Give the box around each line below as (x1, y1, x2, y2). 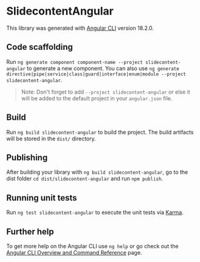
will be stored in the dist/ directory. (6, 135, 96, 142)
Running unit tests (6, 193, 77, 203)
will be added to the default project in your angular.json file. (21, 94, 173, 102)
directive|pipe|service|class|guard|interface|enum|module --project (6, 71, 187, 77)
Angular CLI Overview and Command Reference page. (6, 249, 142, 256)
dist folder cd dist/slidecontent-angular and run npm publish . (6, 175, 163, 182)
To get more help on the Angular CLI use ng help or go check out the (6, 243, 179, 250)
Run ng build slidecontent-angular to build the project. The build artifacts (6, 128, 194, 136)
